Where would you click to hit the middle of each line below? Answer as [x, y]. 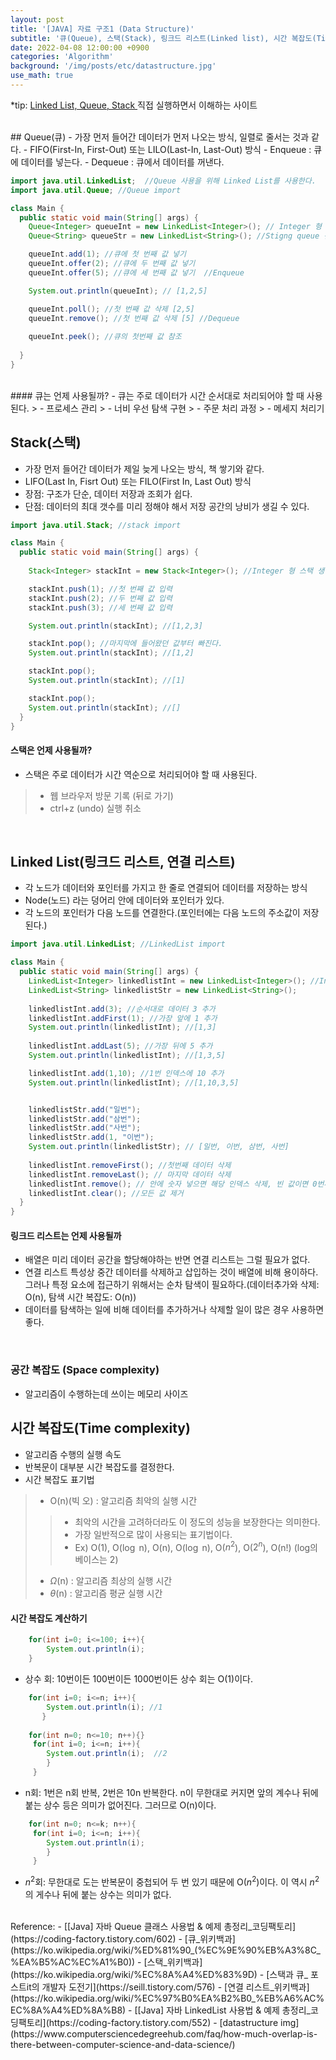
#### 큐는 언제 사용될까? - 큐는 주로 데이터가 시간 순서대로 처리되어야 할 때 [157, 395]
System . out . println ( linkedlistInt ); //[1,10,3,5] [134, 1082]
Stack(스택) [46, 442]
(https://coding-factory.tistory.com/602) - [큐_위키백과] [123, 1938]
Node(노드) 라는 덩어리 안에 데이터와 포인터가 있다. [124, 900]
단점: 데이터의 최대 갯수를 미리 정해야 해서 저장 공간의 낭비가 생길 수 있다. [167, 506]
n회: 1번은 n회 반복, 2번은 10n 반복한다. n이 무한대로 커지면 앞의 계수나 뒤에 [171, 1792]
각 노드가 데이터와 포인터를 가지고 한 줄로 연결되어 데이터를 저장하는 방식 [166, 888]
